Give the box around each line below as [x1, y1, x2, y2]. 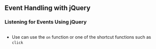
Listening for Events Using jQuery [4, 19, 87, 25]
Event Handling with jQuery [4, 4, 91, 12]
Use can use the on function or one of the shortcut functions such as [11, 34, 151, 40]
